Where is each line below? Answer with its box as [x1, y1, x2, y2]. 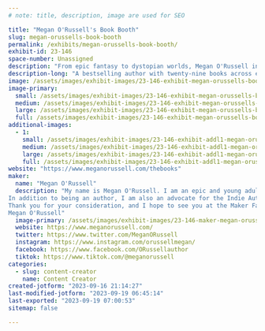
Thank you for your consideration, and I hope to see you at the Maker [8, 202, 248, 210]
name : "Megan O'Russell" [15, 180, 97, 188]
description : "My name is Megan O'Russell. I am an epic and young [15, 187, 242, 195]
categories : [8, 260, 47, 268]
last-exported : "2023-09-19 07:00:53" [8, 297, 136, 305]
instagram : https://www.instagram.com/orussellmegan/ [15, 238, 196, 247]
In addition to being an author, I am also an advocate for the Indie [8, 194, 245, 202]
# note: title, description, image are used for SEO [8, 11, 185, 20]
